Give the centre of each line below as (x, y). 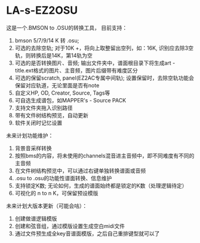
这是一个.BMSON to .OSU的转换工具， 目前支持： (67, 28)
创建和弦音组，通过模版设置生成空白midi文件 (70, 226)
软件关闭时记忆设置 (39, 123)
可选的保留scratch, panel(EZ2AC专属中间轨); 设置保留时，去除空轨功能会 (104, 78)
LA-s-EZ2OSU (42, 10)
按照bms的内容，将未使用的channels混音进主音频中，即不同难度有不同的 (104, 156)
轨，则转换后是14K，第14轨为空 (53, 55)
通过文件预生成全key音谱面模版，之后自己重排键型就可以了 (87, 233)
